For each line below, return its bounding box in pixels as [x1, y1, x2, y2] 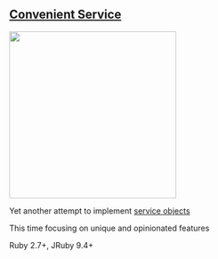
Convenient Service [9, 7, 122, 22]
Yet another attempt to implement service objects [9, 205, 190, 216]
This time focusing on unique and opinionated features [9, 223, 210, 233]
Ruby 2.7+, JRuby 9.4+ [9, 239, 93, 250]
